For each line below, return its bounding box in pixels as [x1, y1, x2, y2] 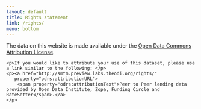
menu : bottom [6, 25, 39, 32]
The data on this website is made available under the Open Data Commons [6, 42, 191, 49]
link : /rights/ [6, 20, 45, 26]
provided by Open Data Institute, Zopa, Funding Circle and [6, 87, 161, 93]
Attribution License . [6, 49, 55, 56]
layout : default [6, 8, 47, 15]
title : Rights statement [6, 14, 69, 20]
